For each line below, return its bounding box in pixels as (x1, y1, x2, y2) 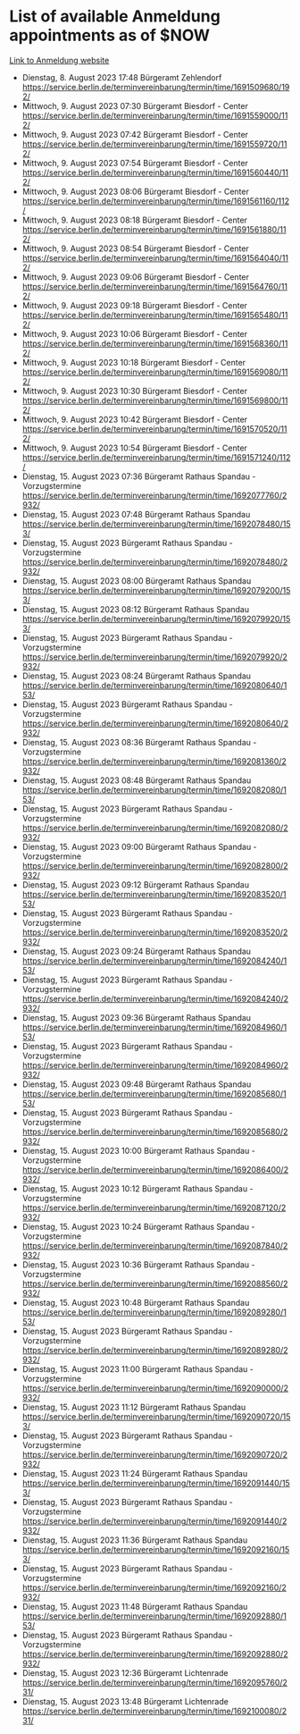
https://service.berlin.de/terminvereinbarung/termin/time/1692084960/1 (21, 1022, 287, 1032)
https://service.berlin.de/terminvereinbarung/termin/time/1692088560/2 (21, 1278, 288, 1289)
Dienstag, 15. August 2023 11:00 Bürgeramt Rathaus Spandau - (21, 1363, 254, 1374)
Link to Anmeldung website (9, 55, 110, 65)
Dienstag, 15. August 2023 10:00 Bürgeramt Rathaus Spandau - (21, 1145, 256, 1156)
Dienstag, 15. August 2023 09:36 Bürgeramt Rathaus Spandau (21, 1012, 252, 1023)
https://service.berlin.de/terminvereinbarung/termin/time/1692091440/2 (21, 1515, 287, 1526)
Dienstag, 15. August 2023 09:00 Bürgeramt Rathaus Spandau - (21, 841, 257, 852)
